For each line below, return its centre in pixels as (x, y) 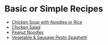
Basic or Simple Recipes (54, 9)
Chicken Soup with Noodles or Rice (47, 22)
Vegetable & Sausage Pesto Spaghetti (49, 37)
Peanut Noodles (28, 32)
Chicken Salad (26, 27)
